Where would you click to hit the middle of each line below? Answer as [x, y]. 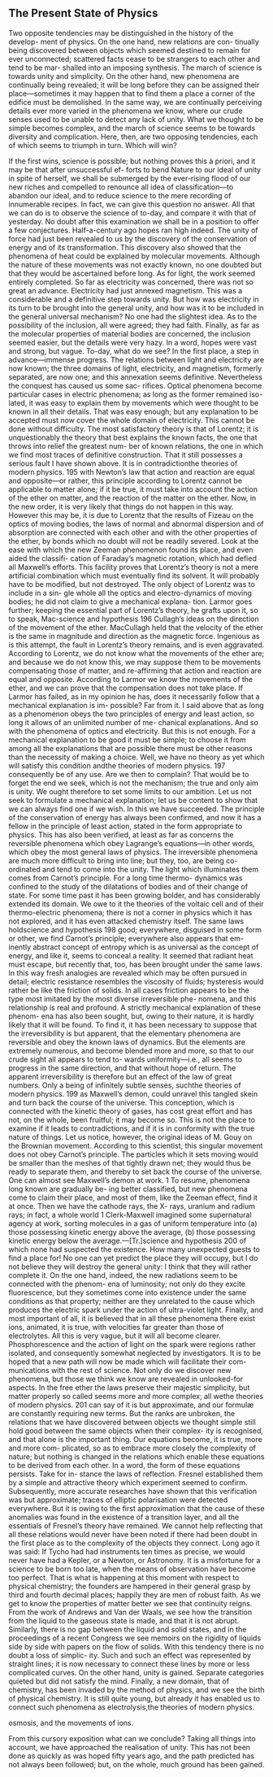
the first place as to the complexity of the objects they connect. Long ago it [134, 1543]
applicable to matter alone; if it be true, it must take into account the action [133, 489]
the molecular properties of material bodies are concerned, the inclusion [130, 333]
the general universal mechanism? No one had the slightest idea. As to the [133, 316]
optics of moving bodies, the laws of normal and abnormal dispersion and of [136, 524]
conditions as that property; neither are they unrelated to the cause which [132, 1301]
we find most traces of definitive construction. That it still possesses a [126, 454]
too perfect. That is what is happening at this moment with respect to [124, 1577]
